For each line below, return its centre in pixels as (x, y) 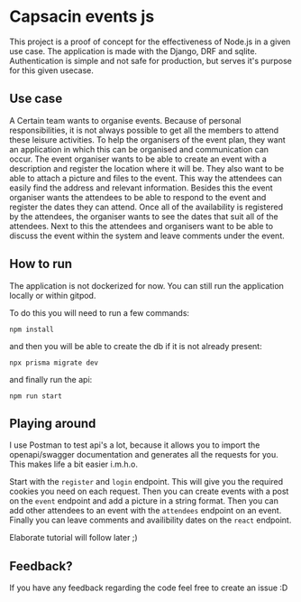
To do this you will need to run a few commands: (100, 312)
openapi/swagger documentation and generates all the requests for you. (144, 455)
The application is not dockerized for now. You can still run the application (146, 285)
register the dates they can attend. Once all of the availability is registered (146, 207)
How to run (41, 264)
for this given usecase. (52, 70)
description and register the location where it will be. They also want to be (147, 168)
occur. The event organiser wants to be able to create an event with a (138, 159)
